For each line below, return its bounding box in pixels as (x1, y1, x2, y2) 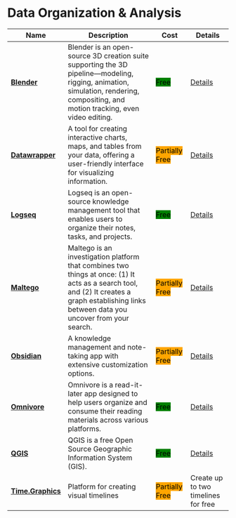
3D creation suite (92, 51, 150, 60)
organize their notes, (67, 223, 136, 232)
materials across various (67, 415, 149, 425)
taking (67, 351, 89, 361)
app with (90, 351, 119, 361)
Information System (67, 453, 133, 463)
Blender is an (67, 42, 111, 52)
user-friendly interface (67, 159, 144, 168)
